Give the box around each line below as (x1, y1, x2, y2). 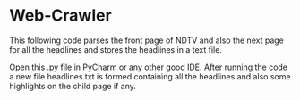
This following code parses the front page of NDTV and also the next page (9, 35, 284, 46)
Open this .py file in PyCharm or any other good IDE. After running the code (9, 62, 288, 72)
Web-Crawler (9, 5, 112, 26)
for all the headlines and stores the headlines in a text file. (9, 44, 222, 54)
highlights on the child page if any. (9, 80, 137, 91)
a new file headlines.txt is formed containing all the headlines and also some (9, 71, 291, 81)
